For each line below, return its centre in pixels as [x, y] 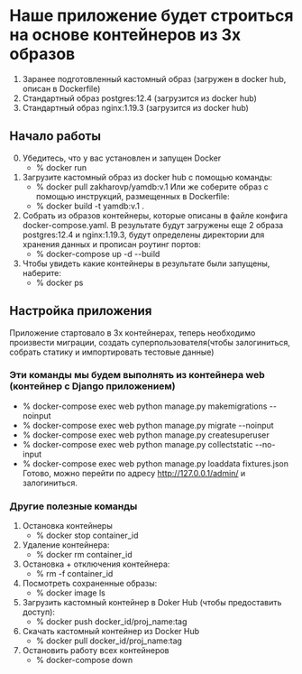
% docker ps [59, 282]
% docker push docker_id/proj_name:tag [111, 622]
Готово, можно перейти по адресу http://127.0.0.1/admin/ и [134, 473]
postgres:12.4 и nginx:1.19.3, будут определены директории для [143, 235]
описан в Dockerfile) [61, 88]
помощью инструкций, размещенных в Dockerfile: [133, 196]
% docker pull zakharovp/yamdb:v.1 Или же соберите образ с [152, 187]
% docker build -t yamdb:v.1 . [90, 206]
